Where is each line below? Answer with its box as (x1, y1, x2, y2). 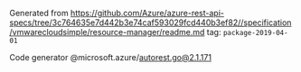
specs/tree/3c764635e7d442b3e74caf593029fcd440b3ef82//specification (9, 17, 292, 28)
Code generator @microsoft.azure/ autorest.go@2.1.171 (9, 52, 212, 62)
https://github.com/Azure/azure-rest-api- (71, 8, 224, 18)
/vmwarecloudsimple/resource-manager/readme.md (9, 27, 205, 37)
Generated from (9, 8, 70, 18)
